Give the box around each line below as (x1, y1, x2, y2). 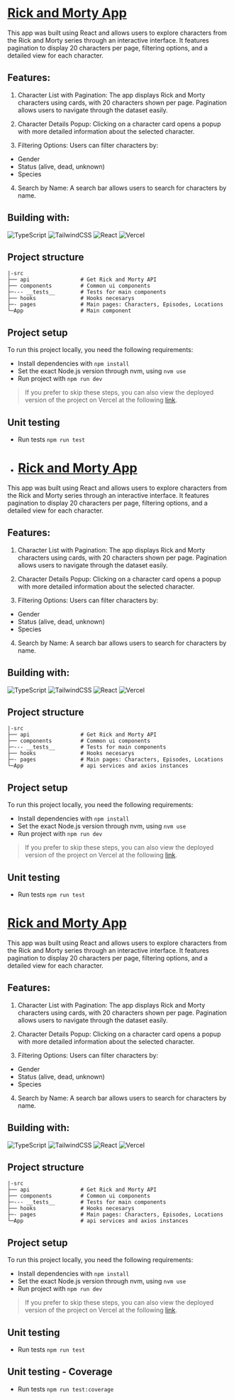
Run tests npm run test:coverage (17, 1384, 114, 1393)
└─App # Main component (7, 307, 132, 314)
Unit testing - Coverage (7, 1366, 113, 1378)
